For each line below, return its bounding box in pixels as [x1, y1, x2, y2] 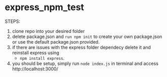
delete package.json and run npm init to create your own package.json [12, 33, 162, 40]
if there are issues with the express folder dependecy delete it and [12, 44, 151, 50]
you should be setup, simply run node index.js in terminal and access [12, 60, 158, 66]
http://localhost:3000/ [12, 65, 58, 72]
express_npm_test [5, 2, 84, 13]
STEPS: [5, 18, 21, 24]
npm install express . [19, 55, 64, 61]
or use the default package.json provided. [12, 38, 100, 45]
